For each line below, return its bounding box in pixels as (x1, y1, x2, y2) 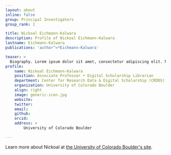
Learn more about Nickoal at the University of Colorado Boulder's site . (5, 144, 153, 150)
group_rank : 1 (5, 21, 36, 27)
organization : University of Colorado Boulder (14, 83, 115, 88)
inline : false (5, 12, 36, 17)
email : (14, 107, 28, 112)
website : (14, 97, 33, 102)
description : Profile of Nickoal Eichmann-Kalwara (5, 36, 115, 41)
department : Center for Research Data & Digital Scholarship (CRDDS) (14, 78, 165, 83)
